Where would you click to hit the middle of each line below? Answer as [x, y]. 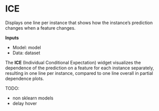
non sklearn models [33, 98]
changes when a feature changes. [40, 28]
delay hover [25, 103]
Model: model [27, 47]
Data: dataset [26, 53]
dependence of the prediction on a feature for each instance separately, [80, 68]
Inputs [12, 38]
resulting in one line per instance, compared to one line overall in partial [79, 73]
